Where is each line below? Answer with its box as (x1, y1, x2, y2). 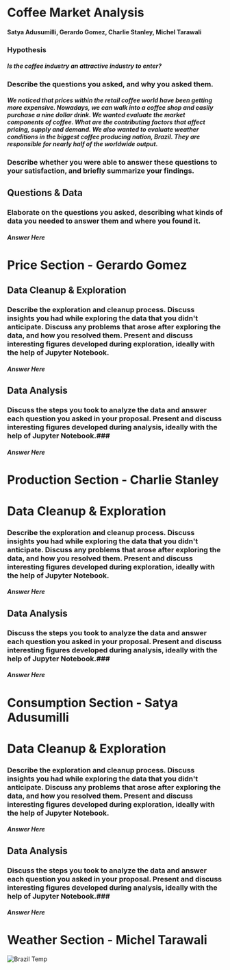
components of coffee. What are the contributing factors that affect (7, 118, 205, 126)
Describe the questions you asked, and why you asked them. (7, 79, 214, 88)
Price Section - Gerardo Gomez (7, 257, 188, 272)
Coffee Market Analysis (7, 5, 145, 21)
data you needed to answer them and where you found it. (7, 216, 201, 226)
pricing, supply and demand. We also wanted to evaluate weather (7, 126, 199, 134)
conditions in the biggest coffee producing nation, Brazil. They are (7, 132, 201, 141)
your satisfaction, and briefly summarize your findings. (7, 166, 195, 176)
